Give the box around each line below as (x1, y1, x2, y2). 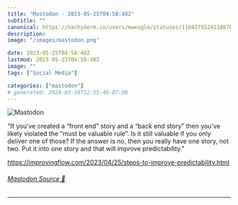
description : (7, 30, 46, 38)
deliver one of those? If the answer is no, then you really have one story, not (7, 137, 229, 145)
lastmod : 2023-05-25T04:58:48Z (7, 56, 100, 64)
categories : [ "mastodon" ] (7, 82, 84, 89)
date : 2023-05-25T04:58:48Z (7, 50, 91, 57)
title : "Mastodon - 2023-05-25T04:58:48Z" (7, 10, 135, 18)
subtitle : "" (7, 17, 46, 24)
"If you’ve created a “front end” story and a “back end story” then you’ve (7, 122, 221, 131)
